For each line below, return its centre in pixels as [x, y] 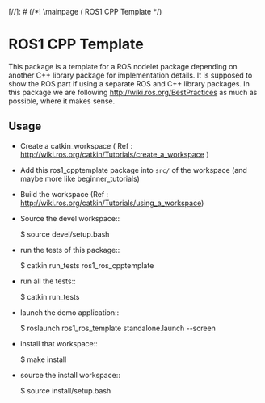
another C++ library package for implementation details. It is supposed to [130, 75]
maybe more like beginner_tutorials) [80, 178]
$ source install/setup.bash [65, 390]
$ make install [43, 359]
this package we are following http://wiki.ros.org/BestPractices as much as [133, 92]
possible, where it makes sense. [62, 101]
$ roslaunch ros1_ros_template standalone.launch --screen [118, 328]
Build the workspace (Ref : [64, 194]
